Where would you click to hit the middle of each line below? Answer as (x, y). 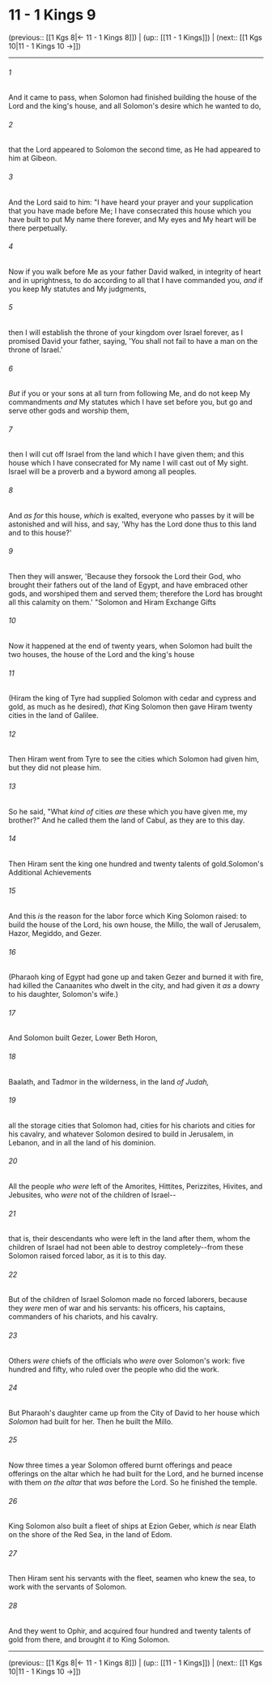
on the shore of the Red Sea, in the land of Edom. (90, 1535)
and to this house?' (40, 532)
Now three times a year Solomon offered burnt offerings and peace (121, 1465)
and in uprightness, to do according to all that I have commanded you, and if (136, 280)
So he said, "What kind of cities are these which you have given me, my (128, 811)
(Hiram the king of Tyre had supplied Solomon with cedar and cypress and (132, 698)
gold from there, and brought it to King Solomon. (89, 1639)
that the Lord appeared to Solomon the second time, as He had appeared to (134, 150)
